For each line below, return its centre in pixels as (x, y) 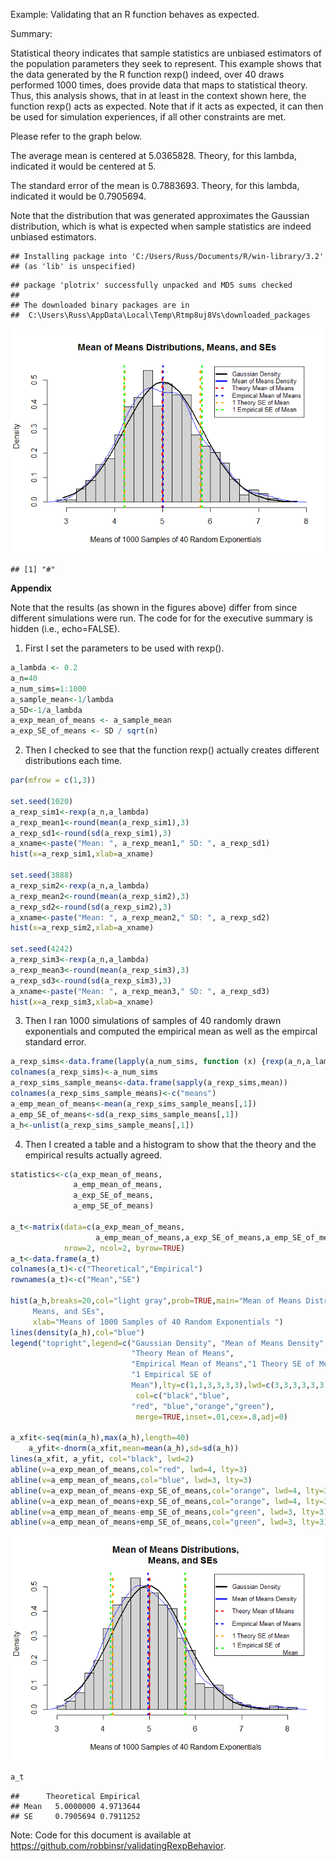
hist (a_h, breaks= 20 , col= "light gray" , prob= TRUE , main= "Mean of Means (156, 1301)
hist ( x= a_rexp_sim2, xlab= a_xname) (82, 928)
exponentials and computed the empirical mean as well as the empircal (171, 1031)
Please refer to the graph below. (76, 136)
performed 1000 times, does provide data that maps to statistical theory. (159, 85)
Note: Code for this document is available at (101, 1835)
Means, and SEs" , (68, 1311)
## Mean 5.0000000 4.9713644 (75, 1807)
